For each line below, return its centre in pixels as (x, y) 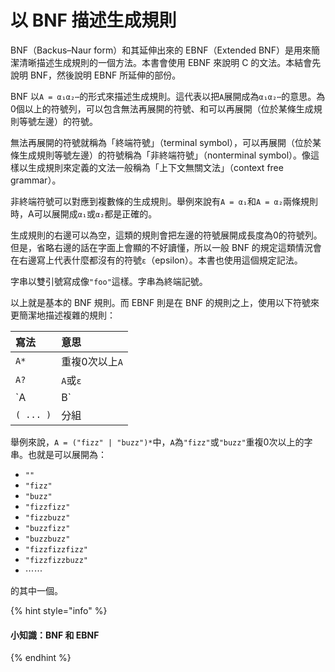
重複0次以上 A (92, 361)
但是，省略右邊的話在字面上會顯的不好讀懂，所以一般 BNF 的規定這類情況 (161, 247)
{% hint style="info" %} (59, 610)
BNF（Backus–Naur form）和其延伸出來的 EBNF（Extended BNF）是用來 (161, 50)
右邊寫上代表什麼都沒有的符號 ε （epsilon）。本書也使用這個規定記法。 (160, 260)
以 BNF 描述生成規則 (93, 20)
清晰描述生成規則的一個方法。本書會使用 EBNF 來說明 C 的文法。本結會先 (170, 62)
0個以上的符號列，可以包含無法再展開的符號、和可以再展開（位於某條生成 (162, 108)
